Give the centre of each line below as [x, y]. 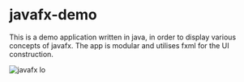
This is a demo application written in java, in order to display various [123, 37]
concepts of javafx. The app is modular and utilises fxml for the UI [119, 45]
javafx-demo [54, 15]
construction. [31, 54]
